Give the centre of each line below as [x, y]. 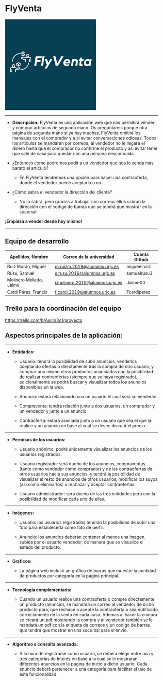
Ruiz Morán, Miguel [26, 266]
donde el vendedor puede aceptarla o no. [61, 183]
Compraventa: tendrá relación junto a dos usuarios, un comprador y [87, 406]
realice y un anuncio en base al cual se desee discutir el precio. [83, 425]
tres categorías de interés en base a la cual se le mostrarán [78, 659]
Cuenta [141, 254]
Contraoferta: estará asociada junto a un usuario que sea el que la [85, 420]
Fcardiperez [138, 292]
